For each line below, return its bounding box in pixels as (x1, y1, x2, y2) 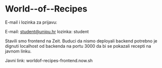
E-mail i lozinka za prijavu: (5, 19, 57, 25)
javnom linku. (5, 48, 32, 54)
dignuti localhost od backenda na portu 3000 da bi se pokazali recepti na (5, 43, 151, 49)
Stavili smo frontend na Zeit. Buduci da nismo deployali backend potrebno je (5, 38, 158, 44)
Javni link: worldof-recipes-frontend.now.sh (5, 57, 93, 63)
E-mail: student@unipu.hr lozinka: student (5, 28, 89, 34)
